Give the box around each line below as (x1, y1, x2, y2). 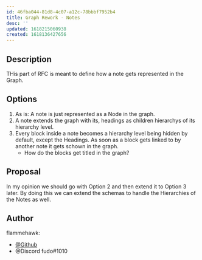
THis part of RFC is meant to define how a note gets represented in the (6, 70, 184, 77)
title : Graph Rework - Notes (6, 15, 80, 21)
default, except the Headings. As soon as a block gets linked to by (15, 136, 181, 143)
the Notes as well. (6, 196, 52, 203)
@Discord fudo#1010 (15, 247, 68, 255)
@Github (15, 241, 38, 248)
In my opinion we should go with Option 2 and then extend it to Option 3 (6, 183, 187, 190)
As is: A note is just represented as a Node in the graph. (15, 110, 155, 117)
